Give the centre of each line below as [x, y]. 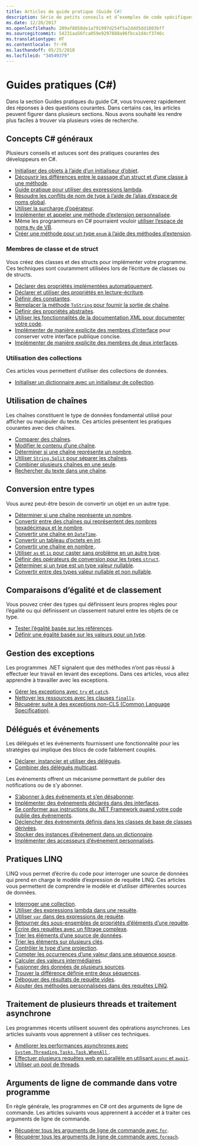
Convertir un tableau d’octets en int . [58, 540]
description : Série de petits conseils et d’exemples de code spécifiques [100, 17]
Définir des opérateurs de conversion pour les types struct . [87, 559]
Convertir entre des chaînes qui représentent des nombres [86, 521]
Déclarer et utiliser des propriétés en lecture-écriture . [80, 292]
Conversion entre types [50, 489]
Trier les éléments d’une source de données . [69, 935]
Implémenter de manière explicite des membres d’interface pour [93, 330]
